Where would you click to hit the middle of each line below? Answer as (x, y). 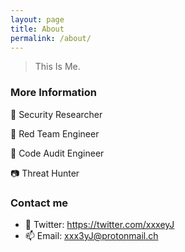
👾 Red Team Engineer (55, 133)
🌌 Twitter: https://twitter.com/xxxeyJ (99, 224)
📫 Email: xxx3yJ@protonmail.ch (91, 235)
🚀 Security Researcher (56, 114)
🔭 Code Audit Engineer (57, 153)
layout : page (37, 19)
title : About (37, 29)
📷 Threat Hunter (45, 173)
